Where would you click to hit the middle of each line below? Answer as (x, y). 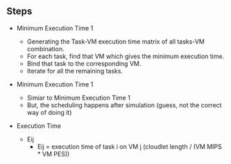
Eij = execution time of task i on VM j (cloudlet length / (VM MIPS (130, 146)
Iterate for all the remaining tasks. (75, 71)
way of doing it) (49, 112)
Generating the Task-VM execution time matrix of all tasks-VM (116, 42)
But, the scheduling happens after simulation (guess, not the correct (124, 105)
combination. (46, 48)
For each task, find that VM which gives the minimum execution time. (126, 56)
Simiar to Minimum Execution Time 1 (79, 98)
